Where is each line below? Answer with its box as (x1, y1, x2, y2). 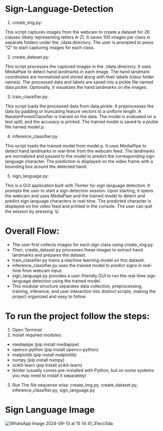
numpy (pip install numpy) (12, 357, 65, 363)
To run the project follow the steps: (5, 311, 150, 322)
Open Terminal (12, 327, 42, 332)
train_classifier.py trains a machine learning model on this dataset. (12, 257, 145, 263)
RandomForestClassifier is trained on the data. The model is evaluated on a (5, 113, 156, 119)
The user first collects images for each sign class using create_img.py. (12, 242, 154, 247)
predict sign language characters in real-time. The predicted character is (5, 198, 151, 204)
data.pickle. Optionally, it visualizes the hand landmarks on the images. (5, 84, 148, 90)
